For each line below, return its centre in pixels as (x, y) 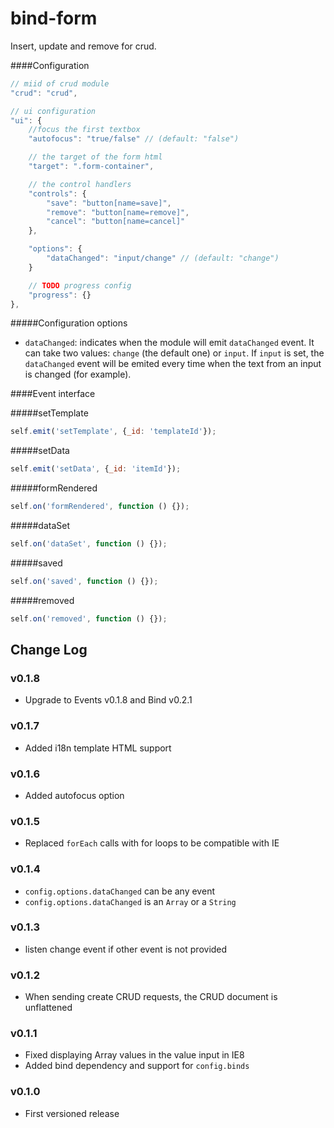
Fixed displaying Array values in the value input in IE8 (134, 1055)
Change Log (49, 650)
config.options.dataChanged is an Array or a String (130, 901)
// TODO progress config (80, 285)
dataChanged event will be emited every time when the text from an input (173, 364)
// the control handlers (80, 184)
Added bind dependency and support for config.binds (137, 1066)
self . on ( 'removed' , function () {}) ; (89, 618)
